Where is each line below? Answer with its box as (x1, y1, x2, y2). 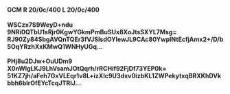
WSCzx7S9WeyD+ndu (7, 21, 73, 29)
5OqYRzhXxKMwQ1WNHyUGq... (7, 43, 103, 51)
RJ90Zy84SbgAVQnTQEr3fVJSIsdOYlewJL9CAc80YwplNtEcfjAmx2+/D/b (7, 35, 224, 44)
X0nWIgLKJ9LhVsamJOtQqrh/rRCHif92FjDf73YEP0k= (7, 64, 167, 73)
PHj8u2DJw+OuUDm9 (7, 57, 73, 65)
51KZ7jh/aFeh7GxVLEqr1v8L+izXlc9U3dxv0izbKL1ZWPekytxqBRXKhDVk (7, 72, 222, 80)
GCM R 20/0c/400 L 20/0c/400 (7, 5, 100, 14)
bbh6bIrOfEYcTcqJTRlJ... (7, 79, 82, 87)
